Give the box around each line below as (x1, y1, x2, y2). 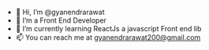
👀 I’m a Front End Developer (15, 16, 106, 25)
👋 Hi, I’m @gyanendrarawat (15, 8, 105, 16)
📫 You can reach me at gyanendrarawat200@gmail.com (15, 33, 201, 42)
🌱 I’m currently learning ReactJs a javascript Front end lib (15, 24, 202, 33)
